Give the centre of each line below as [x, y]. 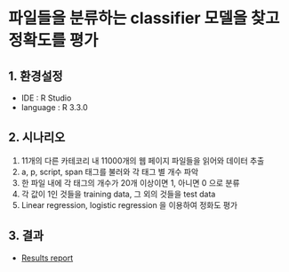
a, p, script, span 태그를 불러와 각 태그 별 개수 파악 [110, 172]
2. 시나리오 [37, 137]
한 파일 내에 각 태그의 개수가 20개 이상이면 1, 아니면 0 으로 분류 [131, 182]
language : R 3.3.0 [54, 107]
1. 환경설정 [36, 76]
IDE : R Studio [46, 98]
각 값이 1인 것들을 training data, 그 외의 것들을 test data [118, 194]
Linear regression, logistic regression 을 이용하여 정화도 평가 [129, 204]
